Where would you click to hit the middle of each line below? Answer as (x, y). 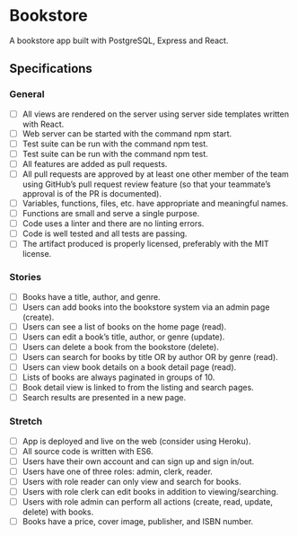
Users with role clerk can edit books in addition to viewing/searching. (150, 491)
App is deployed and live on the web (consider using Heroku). (136, 441)
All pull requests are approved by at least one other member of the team (155, 174)
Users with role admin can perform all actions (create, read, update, (148, 501)
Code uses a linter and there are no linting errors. (113, 224)
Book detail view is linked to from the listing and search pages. (138, 388)
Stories (26, 277)
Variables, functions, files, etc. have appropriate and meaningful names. (155, 203)
